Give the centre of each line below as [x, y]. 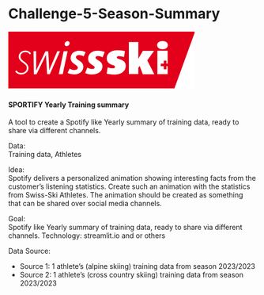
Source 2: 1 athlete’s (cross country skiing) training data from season [131, 275]
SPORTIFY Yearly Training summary [69, 105]
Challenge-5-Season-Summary [114, 14]
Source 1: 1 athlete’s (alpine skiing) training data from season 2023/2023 [137, 266]
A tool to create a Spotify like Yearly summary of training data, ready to [124, 122]
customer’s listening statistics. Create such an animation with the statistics [129, 186]
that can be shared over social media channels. [85, 204]
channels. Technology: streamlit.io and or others [87, 236]
